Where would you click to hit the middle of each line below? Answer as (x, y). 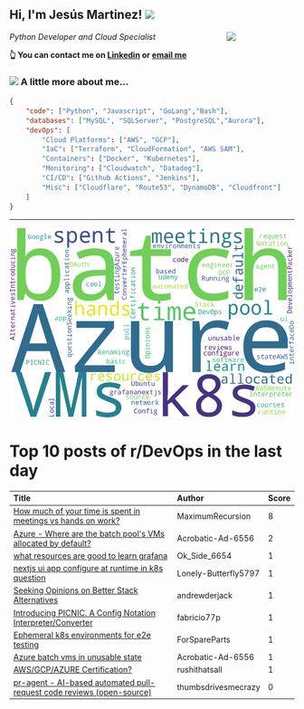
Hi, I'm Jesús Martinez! (76, 15)
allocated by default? (52, 543)
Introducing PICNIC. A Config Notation (85, 613)
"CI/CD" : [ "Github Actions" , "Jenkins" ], (121, 178)
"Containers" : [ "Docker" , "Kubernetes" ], (121, 159)
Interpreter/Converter (53, 622)
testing (26, 644)
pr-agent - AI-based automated (74, 682)
